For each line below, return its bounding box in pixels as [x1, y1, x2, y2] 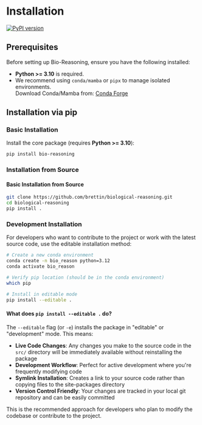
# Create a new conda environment [6, 252, 94, 259]
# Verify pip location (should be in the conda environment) [6, 274, 165, 280]
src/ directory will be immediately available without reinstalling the [15, 348, 183, 355]
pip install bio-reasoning [6, 151, 75, 157]
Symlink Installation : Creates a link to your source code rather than [15, 374, 185, 382]
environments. [15, 83, 52, 90]
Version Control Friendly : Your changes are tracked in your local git [15, 387, 186, 395]
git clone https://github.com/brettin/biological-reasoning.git [6, 194, 173, 201]
